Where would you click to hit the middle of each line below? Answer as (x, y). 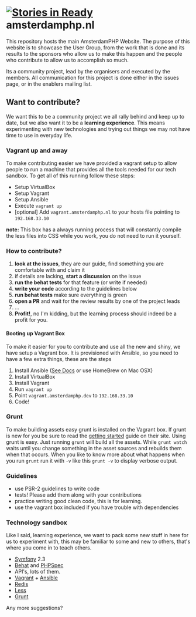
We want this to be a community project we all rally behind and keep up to (95, 116)
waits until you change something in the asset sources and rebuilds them (94, 448)
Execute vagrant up (38, 206)
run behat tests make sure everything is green (71, 295)
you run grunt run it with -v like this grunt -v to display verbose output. (92, 460)
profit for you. (31, 320)
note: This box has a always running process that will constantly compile (94, 230)
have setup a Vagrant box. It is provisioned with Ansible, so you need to (92, 353)
